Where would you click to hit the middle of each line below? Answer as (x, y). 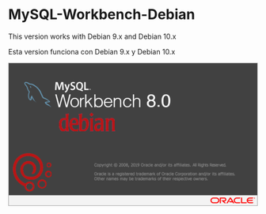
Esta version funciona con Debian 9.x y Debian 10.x (92, 51)
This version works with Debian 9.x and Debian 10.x (92, 36)
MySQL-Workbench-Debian (102, 15)
